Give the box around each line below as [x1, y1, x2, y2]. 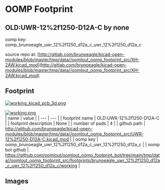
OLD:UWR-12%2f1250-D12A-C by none [5, 23, 130, 32]
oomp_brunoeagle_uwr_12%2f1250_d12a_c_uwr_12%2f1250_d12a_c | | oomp [5, 141, 160, 147]
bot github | [5, 147, 29, 153]
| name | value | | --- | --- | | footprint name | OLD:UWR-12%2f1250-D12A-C [5, 115, 160, 121]
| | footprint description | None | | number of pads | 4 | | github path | [5, 120, 145, 126]
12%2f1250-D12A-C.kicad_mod [5, 136, 69, 142]
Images [5, 177, 29, 186]
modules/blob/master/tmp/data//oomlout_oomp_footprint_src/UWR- [5, 131, 144, 137]
